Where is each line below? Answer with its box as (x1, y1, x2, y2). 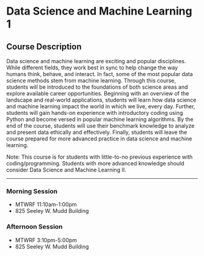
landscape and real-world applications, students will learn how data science (6, 96, 197, 103)
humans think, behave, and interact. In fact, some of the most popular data (6, 71, 193, 77)
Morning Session (6, 187, 58, 195)
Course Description (6, 41, 82, 52)
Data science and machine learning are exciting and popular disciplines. (6, 58, 186, 64)
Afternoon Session (6, 223, 63, 231)
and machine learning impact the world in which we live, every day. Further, (6, 103, 195, 110)
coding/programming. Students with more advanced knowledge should (6, 160, 185, 167)
